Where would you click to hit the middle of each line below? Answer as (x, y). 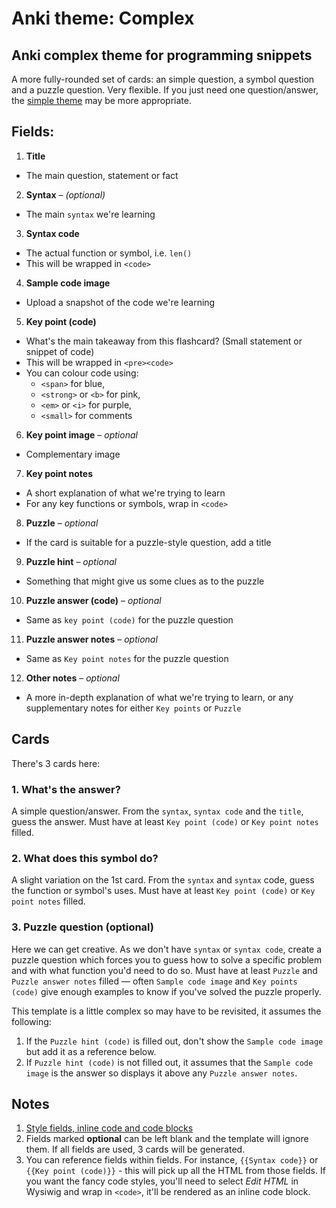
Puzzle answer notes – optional (91, 639)
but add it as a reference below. (91, 1051)
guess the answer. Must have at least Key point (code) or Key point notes (165, 821)
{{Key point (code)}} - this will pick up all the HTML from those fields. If (175, 1171)
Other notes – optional (72, 678)
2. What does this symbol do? (85, 858)
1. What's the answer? (66, 789)
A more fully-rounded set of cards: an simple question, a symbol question (163, 79)
